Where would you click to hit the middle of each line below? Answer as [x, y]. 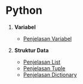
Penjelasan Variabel [47, 38]
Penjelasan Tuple [44, 68]
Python [24, 10]
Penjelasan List [42, 62]
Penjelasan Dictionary [50, 74]
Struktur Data [31, 50]
